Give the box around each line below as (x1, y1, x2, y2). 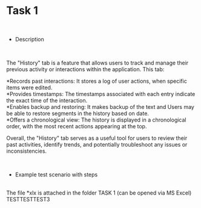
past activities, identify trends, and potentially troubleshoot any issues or (6, 140, 188, 148)
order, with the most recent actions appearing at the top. (6, 122, 147, 130)
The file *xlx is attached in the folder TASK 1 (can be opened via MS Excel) (6, 189, 192, 196)
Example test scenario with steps (15, 171, 98, 178)
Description (15, 35, 44, 43)
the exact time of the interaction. (6, 97, 88, 104)
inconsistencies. (6, 147, 47, 154)
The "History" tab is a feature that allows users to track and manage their (6, 59, 189, 66)
